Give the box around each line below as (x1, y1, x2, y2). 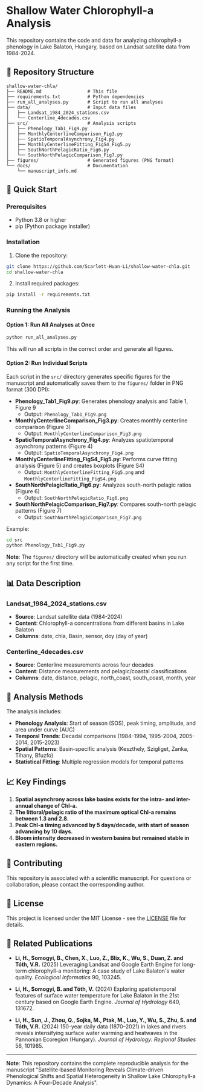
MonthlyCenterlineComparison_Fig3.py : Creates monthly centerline (14, 416, 188, 424)
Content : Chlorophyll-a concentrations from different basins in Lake (14, 619, 184, 627)
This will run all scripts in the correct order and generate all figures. (6, 345, 174, 353)
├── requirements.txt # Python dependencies (6, 93, 145, 100)
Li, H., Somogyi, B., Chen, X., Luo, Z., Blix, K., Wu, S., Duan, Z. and (14, 954, 184, 962)
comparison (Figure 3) (14, 423, 71, 430)
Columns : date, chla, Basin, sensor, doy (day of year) (14, 633, 148, 639)
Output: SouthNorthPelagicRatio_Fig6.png (24, 494, 129, 501)
